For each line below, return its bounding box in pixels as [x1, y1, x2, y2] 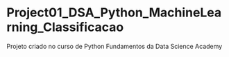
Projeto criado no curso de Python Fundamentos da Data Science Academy [6, 42, 223, 50]
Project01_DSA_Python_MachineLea [6, 5, 222, 21]
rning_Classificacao [6, 19, 124, 35]
